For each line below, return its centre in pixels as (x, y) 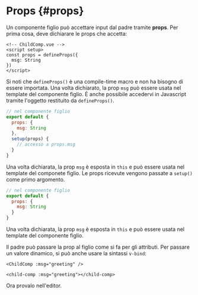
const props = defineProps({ (42, 55)
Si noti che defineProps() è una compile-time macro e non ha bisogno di (95, 81)
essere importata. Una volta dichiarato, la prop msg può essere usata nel (94, 88)
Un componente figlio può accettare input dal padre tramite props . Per (92, 27)
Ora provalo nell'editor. (34, 286)
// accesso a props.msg (46, 145)
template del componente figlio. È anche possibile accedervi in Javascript (96, 94)
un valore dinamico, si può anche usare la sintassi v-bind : (76, 253)
